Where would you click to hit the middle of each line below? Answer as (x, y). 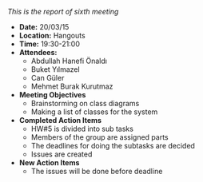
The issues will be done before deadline (97, 171)
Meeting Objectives (52, 95)
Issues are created (62, 154)
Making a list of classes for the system (94, 112)
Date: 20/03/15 (44, 27)
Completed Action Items (60, 120)
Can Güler (48, 78)
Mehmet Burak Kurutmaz (72, 86)
